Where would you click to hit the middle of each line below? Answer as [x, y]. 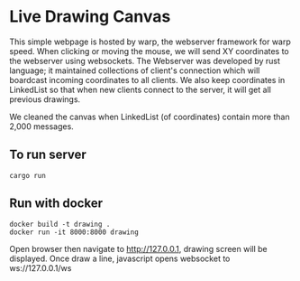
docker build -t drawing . [60, 224]
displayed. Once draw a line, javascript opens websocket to [120, 258]
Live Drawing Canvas [90, 17]
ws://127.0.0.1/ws [41, 267]
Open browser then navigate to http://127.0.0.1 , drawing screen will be [138, 248]
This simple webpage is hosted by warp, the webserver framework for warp [150, 42]
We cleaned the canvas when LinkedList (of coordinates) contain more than [150, 117]
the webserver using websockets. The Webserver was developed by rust [145, 61]
